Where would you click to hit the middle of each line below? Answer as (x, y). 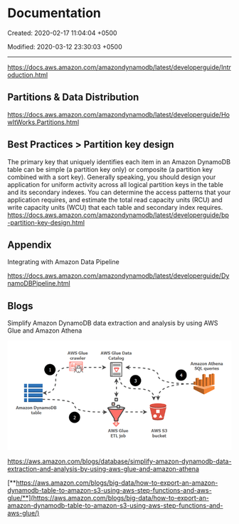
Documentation (54, 13)
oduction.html (28, 75)
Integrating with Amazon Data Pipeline (63, 262)
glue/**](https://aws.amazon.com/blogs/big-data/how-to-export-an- (108, 498)
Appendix (30, 245)
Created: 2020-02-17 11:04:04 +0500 (62, 33)
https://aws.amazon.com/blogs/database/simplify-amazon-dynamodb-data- (119, 461)
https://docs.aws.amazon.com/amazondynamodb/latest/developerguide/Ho (118, 114)
